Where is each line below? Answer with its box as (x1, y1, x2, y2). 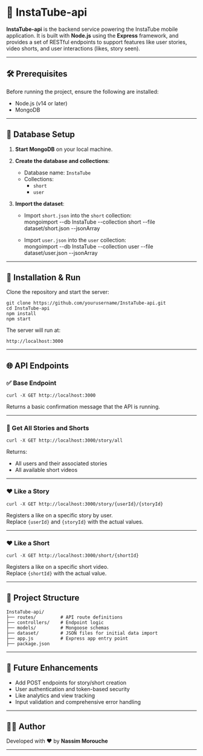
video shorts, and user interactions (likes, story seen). (6, 45, 141, 52)
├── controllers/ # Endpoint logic (6, 619, 104, 626)
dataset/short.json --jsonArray (24, 224, 100, 232)
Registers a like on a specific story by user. (6, 511, 113, 519)
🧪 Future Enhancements (6, 663, 98, 673)
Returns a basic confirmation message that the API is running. (6, 403, 160, 411)
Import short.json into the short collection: (24, 211, 132, 219)
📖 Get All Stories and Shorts (6, 423, 89, 432)
